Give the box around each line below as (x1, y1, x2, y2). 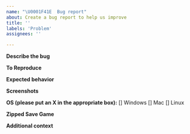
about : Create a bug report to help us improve (6, 14, 127, 20)
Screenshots (6, 87, 39, 95)
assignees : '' (6, 31, 42, 37)
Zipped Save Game (6, 111, 54, 118)
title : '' (6, 20, 31, 26)
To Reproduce (6, 64, 42, 72)
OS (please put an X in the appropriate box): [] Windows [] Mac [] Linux (6, 99, 185, 106)
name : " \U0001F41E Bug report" (6, 8, 87, 15)
